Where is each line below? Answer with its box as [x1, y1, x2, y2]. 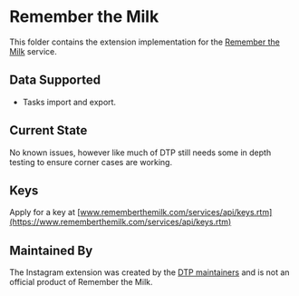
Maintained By [9, 242, 93, 258]
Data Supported [9, 73, 101, 88]
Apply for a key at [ [9, 207, 81, 218]
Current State [9, 123, 88, 138]
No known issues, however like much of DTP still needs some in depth [9, 147, 272, 158]
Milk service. [9, 45, 57, 56]
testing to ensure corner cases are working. [9, 156, 173, 167]
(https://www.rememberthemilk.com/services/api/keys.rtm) [9, 216, 232, 228]
